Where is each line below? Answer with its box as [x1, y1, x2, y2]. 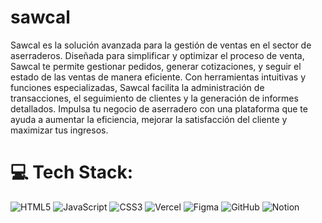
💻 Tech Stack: [10, 161, 134, 184]
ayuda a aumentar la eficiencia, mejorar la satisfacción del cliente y [10, 113, 288, 125]
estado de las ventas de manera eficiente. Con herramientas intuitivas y [10, 71, 307, 83]
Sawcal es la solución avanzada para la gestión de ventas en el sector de [10, 39, 312, 51]
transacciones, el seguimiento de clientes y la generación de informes [10, 92, 299, 104]
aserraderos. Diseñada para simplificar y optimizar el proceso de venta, [10, 49, 305, 61]
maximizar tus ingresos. [10, 124, 109, 136]
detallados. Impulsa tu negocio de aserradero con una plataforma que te [10, 102, 308, 115]
